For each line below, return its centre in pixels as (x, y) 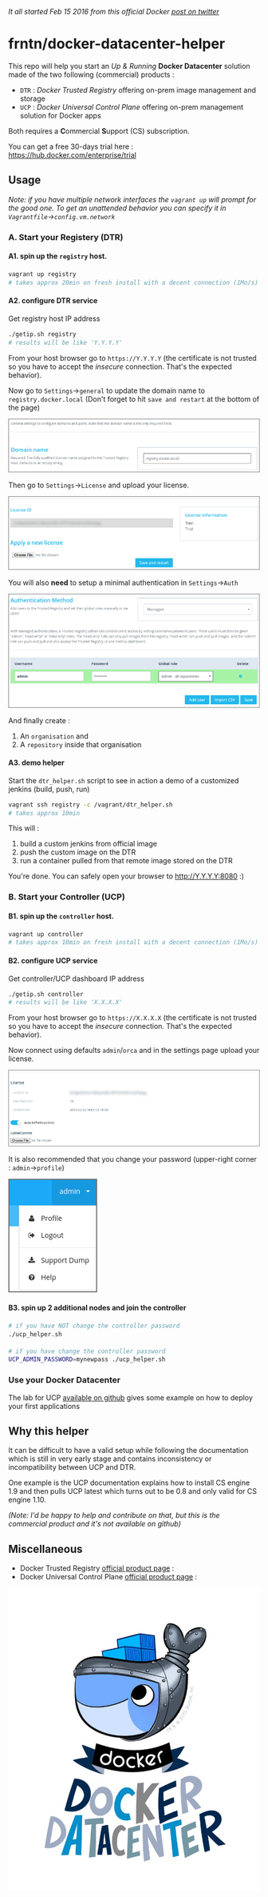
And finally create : (39, 720)
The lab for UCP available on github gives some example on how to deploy (131, 1397)
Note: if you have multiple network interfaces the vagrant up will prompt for (132, 199)
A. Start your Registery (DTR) (66, 237)
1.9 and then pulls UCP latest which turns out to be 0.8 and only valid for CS (133, 1491)
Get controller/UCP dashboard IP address (77, 979)
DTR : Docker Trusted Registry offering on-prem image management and (138, 90)
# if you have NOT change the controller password (94, 1326)
